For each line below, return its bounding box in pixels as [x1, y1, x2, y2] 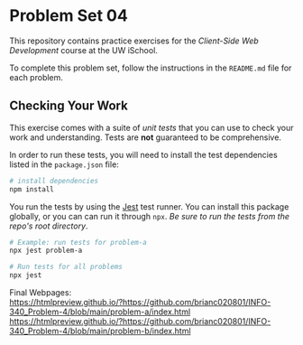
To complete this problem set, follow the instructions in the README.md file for [9, 62, 292, 73]
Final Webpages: [9, 287, 72, 298]
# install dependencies [9, 176, 99, 185]
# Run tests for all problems [9, 263, 124, 272]
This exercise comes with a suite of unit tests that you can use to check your [9, 122, 294, 133]
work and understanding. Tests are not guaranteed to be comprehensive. [9, 132, 282, 143]
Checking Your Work [9, 98, 128, 114]
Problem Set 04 [9, 5, 128, 26]
